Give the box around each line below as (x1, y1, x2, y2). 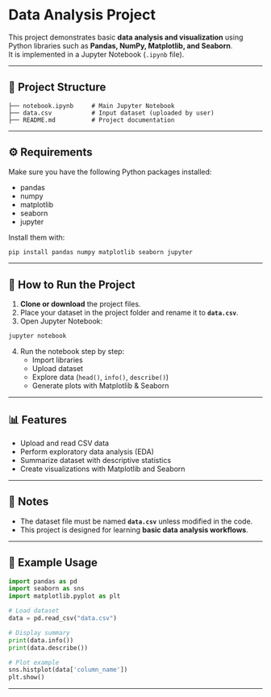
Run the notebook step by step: (19, 347, 125, 357)
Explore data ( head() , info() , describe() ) (31, 373, 169, 382)
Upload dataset (31, 364, 83, 374)
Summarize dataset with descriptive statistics (19, 455, 172, 465)
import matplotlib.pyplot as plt (8, 592, 121, 600)
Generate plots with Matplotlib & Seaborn (31, 381, 169, 390)
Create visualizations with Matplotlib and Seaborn (19, 464, 186, 474)
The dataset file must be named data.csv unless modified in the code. (19, 516, 253, 526)
